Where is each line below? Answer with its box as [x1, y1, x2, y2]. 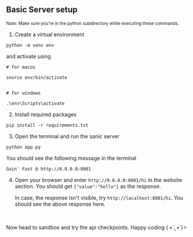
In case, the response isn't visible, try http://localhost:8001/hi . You [14, 194, 184, 201]
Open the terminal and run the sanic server [14, 133, 120, 140]
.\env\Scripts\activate [6, 100, 65, 106]
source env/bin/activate [6, 74, 67, 81]
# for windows [6, 90, 41, 96]
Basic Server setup [6, 5, 78, 15]
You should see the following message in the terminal [6, 154, 137, 162]
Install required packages [14, 111, 77, 118]
